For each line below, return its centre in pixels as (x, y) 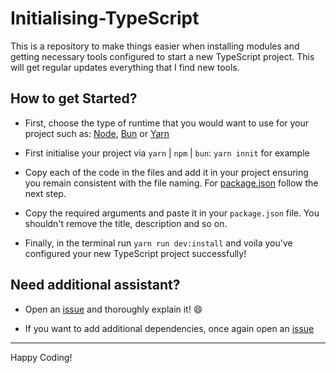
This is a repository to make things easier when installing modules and (155, 46)
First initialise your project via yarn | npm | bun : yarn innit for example (167, 153)
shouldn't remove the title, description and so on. (126, 223)
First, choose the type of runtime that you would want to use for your (167, 123)
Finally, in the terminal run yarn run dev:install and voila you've (158, 243)
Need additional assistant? (95, 285)
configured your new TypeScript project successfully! (135, 253)
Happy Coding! (41, 357)
